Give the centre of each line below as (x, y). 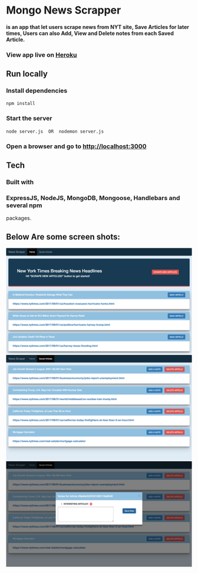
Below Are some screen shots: (63, 237)
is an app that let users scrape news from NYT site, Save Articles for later (98, 27)
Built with (20, 182)
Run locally (27, 74)
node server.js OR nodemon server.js (55, 131)
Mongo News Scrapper (64, 10)
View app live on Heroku (42, 55)
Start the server (29, 119)
